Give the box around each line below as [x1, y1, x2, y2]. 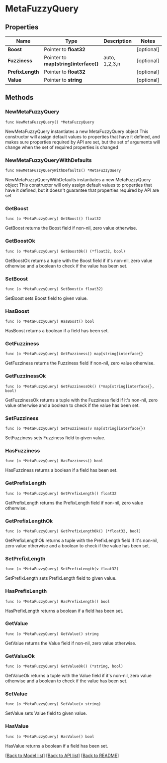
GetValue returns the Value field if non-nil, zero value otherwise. [5, 640, 137, 646]
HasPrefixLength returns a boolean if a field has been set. [5, 608, 123, 614]
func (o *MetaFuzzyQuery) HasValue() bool [5, 734, 94, 739]
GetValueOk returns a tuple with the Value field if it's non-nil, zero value [5, 673, 152, 679]
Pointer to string [44, 77, 83, 83]
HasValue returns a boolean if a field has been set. [5, 743, 108, 749]
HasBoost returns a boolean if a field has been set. [5, 328, 109, 334]
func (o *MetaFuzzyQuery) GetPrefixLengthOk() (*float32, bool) [5, 528, 141, 533]
